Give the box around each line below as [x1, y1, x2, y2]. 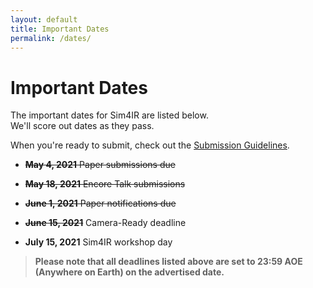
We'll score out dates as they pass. [10, 120, 155, 132]
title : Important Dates [10, 24, 110, 34]
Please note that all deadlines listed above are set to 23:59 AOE [34, 256, 303, 268]
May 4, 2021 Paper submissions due [24, 159, 176, 171]
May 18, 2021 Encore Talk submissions [24, 178, 186, 190]
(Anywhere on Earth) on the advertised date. [34, 266, 225, 278]
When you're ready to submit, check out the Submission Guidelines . [10, 139, 290, 151]
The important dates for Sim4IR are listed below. [10, 109, 209, 121]
